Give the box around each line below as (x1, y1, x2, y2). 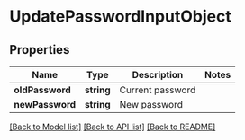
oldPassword (14, 83, 72, 96)
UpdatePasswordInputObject (9, 6, 231, 27)
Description (132, 69, 184, 81)
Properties (9, 42, 70, 57)
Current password (119, 83, 196, 96)
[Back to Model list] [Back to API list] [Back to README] (9, 121, 216, 132)
